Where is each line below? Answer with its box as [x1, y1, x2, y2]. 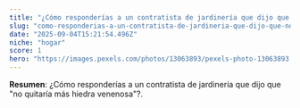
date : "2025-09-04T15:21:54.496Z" [9, 29, 138, 38]
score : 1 [9, 46, 42, 55]
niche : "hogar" [9, 37, 66, 47]
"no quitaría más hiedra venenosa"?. [9, 88, 144, 99]
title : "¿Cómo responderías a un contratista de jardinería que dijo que [9, 12, 290, 22]
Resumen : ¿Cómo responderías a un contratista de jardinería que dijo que [9, 79, 281, 89]
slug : [9, 21, 29, 30]
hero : [9, 54, 29, 63]
